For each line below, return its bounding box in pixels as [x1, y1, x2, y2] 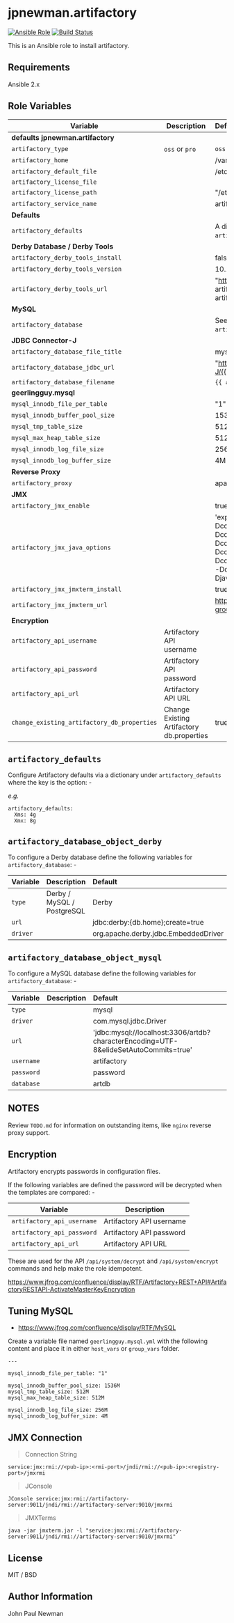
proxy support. [8, 1128, 51, 1136]
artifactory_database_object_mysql [8, 952, 162, 962]
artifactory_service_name [11, 200, 97, 207]
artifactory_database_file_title [11, 347, 122, 356]
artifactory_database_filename [11, 378, 115, 386]
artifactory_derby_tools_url [11, 285, 108, 293]
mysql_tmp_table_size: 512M [8, 1388, 90, 1395]
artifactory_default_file [11, 167, 97, 175]
